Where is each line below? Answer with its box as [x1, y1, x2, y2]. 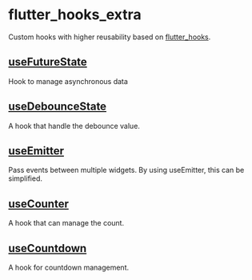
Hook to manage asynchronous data [8, 76, 128, 86]
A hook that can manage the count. [8, 218, 125, 228]
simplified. [8, 174, 42, 183]
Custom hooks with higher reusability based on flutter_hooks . [8, 32, 211, 42]
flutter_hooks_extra [8, 6, 142, 24]
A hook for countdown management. [8, 262, 130, 272]
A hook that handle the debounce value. [8, 121, 140, 130]
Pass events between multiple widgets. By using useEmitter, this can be [8, 166, 245, 175]
